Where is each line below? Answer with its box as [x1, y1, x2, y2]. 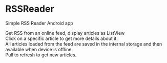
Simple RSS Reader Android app [5, 20, 73, 26]
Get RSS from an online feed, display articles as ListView [5, 30, 125, 36]
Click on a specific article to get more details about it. [5, 35, 118, 41]
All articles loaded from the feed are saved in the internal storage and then [5, 40, 162, 47]
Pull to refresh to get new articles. [5, 52, 77, 58]
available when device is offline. [5, 46, 73, 52]
